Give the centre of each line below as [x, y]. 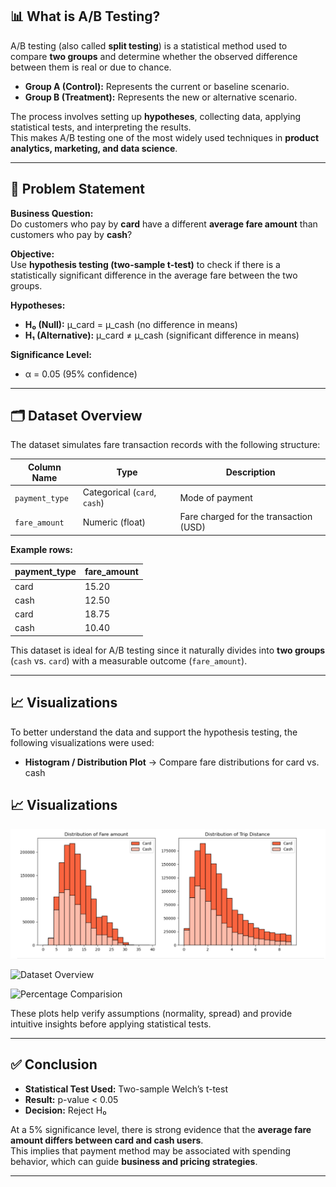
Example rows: [41, 549]
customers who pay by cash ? [71, 234]
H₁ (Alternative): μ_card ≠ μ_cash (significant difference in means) [162, 335]
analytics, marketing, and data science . [94, 148]
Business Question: [52, 213]
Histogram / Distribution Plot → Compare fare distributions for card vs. [172, 762]
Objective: [32, 254]
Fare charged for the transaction [246, 517]
